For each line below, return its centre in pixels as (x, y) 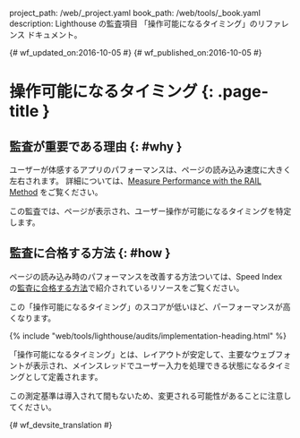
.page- (243, 92)
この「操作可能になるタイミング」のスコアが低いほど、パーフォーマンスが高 (150, 306)
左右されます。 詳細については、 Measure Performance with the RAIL (136, 181)
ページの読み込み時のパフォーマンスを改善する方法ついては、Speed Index (146, 276)
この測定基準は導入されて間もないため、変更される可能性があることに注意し (150, 395)
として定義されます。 (64, 376)
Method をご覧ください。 (56, 192)
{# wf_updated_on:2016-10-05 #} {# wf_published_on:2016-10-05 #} (136, 52)
